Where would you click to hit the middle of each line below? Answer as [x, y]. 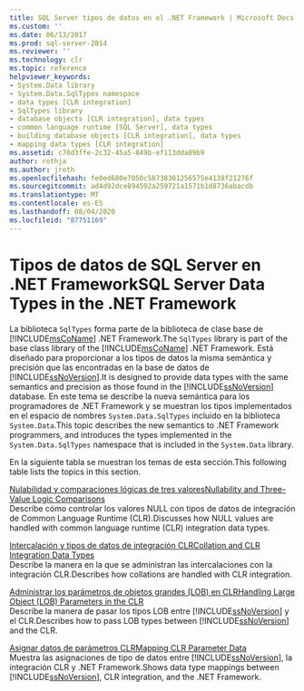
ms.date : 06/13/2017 [49, 34]
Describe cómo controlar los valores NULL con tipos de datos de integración [152, 508]
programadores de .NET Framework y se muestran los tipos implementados [151, 405]
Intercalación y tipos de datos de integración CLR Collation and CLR [135, 545]
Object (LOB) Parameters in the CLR [77, 601]
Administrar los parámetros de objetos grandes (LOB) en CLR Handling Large [152, 591]
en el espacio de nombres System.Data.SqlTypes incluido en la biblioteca [145, 415]
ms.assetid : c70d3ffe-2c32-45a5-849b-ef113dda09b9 [107, 152]
